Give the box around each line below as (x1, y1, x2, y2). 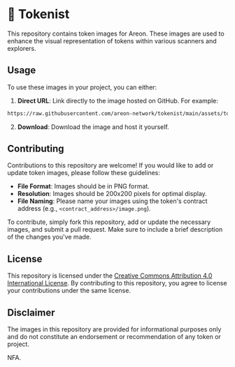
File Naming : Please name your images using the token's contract (17, 197, 208, 205)
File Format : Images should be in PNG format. (17, 182, 150, 190)
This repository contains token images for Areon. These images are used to (7, 29, 225, 38)
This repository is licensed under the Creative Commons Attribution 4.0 (7, 271, 213, 280)
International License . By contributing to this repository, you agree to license (7, 279, 227, 287)
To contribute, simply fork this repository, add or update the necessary (7, 218, 211, 226)
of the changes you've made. (7, 233, 92, 241)
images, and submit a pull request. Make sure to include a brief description (7, 225, 223, 234)
